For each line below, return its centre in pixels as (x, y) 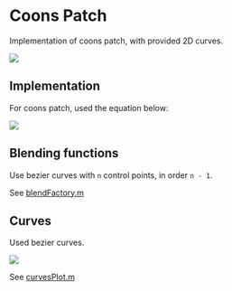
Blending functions (64, 153)
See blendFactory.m (46, 192)
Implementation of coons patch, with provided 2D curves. (116, 41)
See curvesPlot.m (42, 277)
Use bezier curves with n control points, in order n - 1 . (111, 175)
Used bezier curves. (47, 243)
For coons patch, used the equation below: (89, 108)
